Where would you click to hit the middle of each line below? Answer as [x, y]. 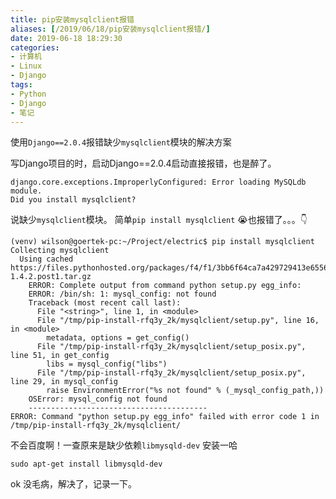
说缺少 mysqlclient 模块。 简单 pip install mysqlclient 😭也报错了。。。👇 [159, 220]
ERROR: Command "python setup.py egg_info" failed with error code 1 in [165, 417]
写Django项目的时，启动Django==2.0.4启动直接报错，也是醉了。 [143, 163]
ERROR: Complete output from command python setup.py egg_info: [165, 286]
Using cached [46, 259]
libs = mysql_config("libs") [107, 364]
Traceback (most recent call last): [105, 303]
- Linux [26, 66]
